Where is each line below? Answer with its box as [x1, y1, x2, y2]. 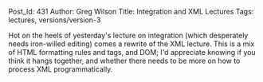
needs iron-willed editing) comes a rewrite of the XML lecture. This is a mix [8, 39, 255, 49]
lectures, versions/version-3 [8, 15, 101, 25]
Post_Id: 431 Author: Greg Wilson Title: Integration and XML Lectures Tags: [8, 7, 254, 16]
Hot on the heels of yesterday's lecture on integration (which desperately [8, 31, 249, 40]
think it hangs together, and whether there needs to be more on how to [8, 56, 241, 65]
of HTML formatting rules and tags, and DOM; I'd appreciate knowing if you [8, 48, 257, 57]
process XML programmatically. [8, 64, 113, 74]
